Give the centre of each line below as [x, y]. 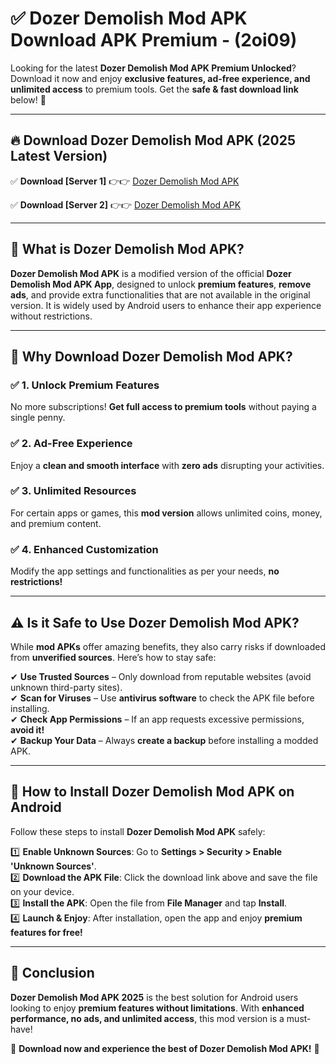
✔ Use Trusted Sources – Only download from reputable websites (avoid [161, 676]
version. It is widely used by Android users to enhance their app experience [166, 305]
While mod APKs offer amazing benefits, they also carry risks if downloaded [168, 646]
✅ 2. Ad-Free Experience [71, 444]
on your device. [42, 891]
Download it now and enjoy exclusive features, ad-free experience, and [160, 78]
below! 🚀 [28, 99]
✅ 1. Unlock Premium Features [85, 385]
